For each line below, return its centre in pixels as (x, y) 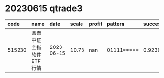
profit (96, 24)
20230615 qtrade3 (44, 8)
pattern (116, 24)
